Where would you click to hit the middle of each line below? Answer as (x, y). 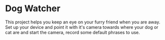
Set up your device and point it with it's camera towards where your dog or (82, 27)
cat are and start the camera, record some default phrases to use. (73, 32)
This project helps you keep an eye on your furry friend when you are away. (83, 22)
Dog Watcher (33, 9)
